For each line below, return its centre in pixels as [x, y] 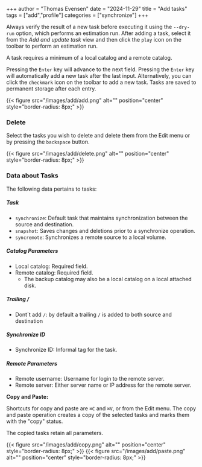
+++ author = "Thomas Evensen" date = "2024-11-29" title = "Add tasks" [97, 9]
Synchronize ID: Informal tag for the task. [66, 350]
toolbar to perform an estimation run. [52, 46]
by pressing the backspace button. [48, 142]
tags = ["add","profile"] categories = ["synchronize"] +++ [77, 15]
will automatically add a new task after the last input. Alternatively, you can [99, 76]
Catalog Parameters [32, 251]
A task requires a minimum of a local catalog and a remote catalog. [89, 58]
